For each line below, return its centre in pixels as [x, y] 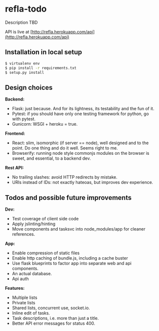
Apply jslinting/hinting [34, 224]
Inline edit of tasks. [31, 313]
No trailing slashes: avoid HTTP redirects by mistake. [65, 177]
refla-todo [26, 9]
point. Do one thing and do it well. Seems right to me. [65, 148]
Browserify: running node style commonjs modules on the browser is [81, 153]
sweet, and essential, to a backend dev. [51, 158]
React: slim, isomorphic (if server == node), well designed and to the [80, 143]
